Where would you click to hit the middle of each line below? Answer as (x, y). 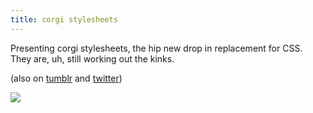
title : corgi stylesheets (64, 19)
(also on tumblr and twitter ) (66, 78)
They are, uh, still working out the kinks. (92, 58)
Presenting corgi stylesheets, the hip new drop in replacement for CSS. (156, 48)
